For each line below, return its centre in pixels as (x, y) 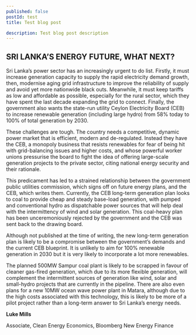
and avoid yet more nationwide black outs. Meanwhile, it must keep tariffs (95, 90)
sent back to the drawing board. (45, 224)
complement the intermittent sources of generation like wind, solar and (92, 278)
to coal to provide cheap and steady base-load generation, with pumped (93, 199)
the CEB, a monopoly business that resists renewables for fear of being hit (96, 145)
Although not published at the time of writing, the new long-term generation (97, 235)
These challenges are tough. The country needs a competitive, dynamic (93, 132)
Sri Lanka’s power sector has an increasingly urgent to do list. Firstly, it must (98, 71)
